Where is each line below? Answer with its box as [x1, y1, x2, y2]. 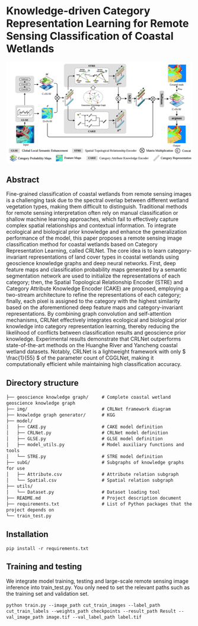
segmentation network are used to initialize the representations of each [6, 272, 181, 279]
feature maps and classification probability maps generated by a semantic [6, 266, 187, 274]
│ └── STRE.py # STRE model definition [6, 454, 163, 460]
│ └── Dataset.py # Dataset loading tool [6, 490, 161, 495]
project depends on [6, 507, 55, 513]
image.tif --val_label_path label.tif [46, 614, 142, 620]
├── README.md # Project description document [6, 495, 182, 501]
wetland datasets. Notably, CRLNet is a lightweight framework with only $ [6, 348, 186, 355]
